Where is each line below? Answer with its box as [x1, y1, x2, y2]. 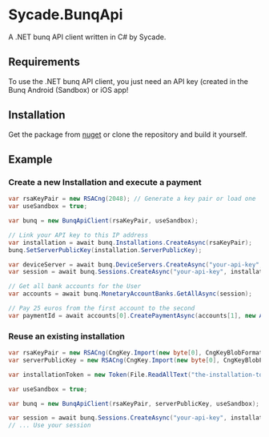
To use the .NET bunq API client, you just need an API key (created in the [8, 76, 248, 86]
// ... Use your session [8, 422, 91, 430]
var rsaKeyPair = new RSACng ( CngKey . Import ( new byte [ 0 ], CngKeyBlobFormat [8, 349, 263, 357]
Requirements [8, 55, 80, 69]
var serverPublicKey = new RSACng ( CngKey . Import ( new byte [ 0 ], [8, 356, 220, 364]
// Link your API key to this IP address [8, 231, 149, 239]
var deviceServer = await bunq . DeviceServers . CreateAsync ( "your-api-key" [8, 260, 260, 269]
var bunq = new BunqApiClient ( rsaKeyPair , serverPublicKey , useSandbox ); [8, 399, 260, 407]
